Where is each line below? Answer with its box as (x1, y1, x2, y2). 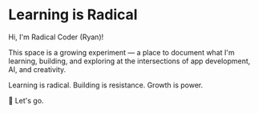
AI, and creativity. (8, 64, 67, 74)
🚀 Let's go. (8, 95, 44, 105)
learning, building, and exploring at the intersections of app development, (8, 56, 251, 66)
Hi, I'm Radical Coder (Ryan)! (8, 32, 104, 42)
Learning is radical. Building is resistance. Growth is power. (8, 80, 204, 90)
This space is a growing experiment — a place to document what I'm (8, 47, 235, 57)
